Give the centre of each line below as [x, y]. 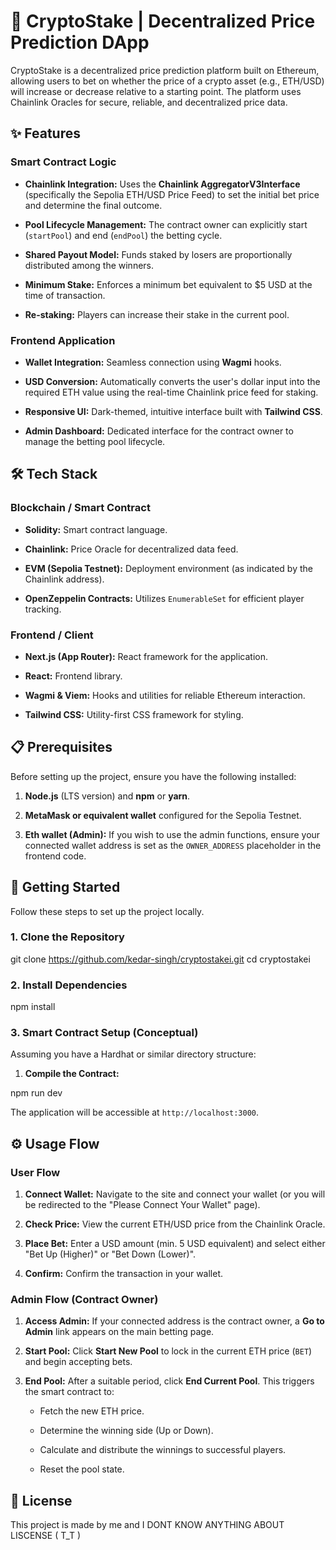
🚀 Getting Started [65, 887]
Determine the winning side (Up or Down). [126, 1431]
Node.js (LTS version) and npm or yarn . [107, 796]
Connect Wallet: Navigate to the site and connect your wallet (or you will [175, 1194]
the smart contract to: [69, 1392]
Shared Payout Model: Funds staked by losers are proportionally [158, 254]
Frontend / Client [52, 635]
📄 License [41, 1500]
